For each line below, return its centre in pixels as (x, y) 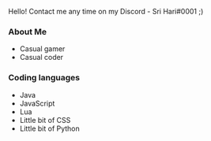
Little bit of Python (50, 128)
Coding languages (44, 78)
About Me (28, 32)
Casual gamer (42, 49)
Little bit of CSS (45, 120)
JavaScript (37, 103)
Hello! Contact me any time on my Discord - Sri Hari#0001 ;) (106, 11)
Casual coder (41, 58)
